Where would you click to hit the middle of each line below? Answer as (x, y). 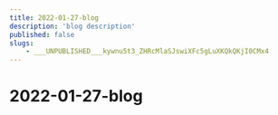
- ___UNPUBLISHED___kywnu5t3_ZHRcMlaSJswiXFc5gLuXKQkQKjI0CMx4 (148, 52)
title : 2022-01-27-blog (54, 18)
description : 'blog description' (72, 26)
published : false (42, 34)
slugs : (22, 43)
